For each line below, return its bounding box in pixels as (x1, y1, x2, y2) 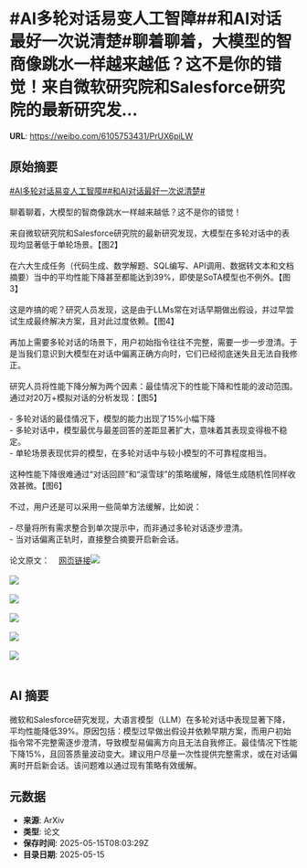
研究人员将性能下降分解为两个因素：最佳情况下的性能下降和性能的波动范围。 (9, 380, 298, 391)
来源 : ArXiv (22, 815, 65, 826)
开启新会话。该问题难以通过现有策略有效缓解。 (25, 759, 202, 770)
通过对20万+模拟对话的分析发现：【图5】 (9, 392, 162, 403)
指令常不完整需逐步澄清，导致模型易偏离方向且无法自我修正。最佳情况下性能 (9, 736, 298, 747)
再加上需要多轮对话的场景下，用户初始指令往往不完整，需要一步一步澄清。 (9, 336, 290, 347)
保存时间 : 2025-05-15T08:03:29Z (22, 838, 149, 849)
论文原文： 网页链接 (9, 555, 91, 566)
